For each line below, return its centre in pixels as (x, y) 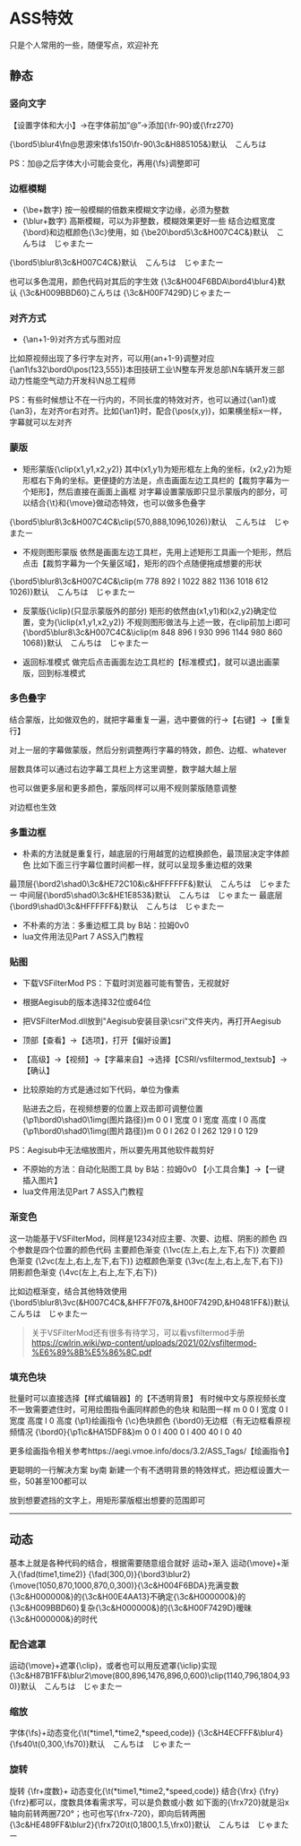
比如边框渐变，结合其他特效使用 (68, 1291)
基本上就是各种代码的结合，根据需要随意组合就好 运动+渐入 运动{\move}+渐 (149, 1563)
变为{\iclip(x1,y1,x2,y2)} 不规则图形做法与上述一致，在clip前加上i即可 (164, 622)
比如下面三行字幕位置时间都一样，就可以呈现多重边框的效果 (142, 865)
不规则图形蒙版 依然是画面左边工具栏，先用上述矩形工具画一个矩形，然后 (157, 551)
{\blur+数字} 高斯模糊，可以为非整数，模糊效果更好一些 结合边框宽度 (149, 221)
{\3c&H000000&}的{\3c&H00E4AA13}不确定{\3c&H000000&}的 (128, 1596)
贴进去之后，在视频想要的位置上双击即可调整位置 (112, 1109)
